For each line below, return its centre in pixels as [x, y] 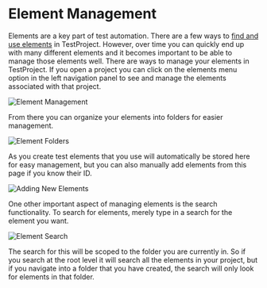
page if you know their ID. [50, 173]
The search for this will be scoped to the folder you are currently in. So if [127, 252]
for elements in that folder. [52, 276]
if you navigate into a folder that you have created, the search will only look [131, 268]
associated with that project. [55, 86]
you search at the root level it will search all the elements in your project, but [133, 259]
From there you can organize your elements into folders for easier [116, 117]
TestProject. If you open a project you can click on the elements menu [123, 69]
